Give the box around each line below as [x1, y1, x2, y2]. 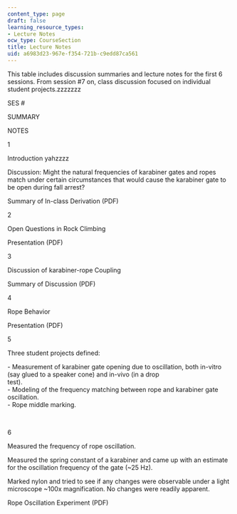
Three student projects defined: [7, 349, 101, 357]
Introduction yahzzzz [7, 154, 70, 163]
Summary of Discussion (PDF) [7, 279, 96, 288]
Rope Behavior [7, 307, 51, 316]
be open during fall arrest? [7, 183, 85, 191]
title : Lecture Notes [7, 43, 72, 51]
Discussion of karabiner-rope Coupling [7, 265, 121, 274]
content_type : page [7, 10, 65, 18]
